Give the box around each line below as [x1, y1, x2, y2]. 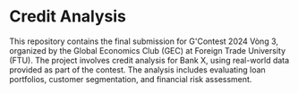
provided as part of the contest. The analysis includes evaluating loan [9, 64, 266, 75]
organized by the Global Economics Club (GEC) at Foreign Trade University [9, 45, 286, 55]
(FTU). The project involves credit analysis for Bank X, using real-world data [9, 55, 290, 65]
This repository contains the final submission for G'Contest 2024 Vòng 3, [9, 36, 279, 46]
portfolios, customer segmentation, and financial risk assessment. [9, 73, 252, 84]
